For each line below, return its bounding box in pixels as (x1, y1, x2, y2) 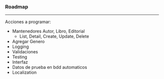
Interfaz (12, 59, 28, 65)
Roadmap (5, 3, 28, 10)
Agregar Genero (12, 39, 45, 45)
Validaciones (12, 49, 38, 55)
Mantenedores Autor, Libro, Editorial (12, 28, 85, 34)
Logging (12, 44, 29, 49)
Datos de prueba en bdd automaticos (12, 64, 87, 70)
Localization (12, 69, 37, 76)
